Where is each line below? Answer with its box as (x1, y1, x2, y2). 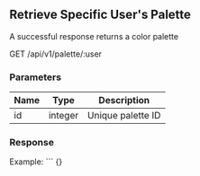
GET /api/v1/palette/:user (9, 48, 102, 59)
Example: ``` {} (9, 156, 63, 167)
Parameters (9, 71, 61, 84)
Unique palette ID (86, 110, 161, 122)
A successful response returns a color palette (9, 31, 178, 41)
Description (98, 94, 150, 107)
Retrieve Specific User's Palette (9, 7, 192, 22)
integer (48, 110, 79, 122)
